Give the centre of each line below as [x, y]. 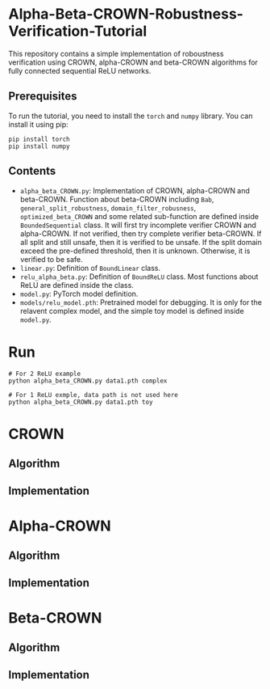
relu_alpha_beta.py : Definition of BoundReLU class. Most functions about [139, 277]
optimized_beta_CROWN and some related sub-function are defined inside [139, 216]
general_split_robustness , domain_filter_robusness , [108, 208]
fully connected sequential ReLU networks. [80, 70]
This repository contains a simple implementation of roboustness [116, 53]
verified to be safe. [51, 259]
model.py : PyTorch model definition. [79, 294]
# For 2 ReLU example [45, 374]
